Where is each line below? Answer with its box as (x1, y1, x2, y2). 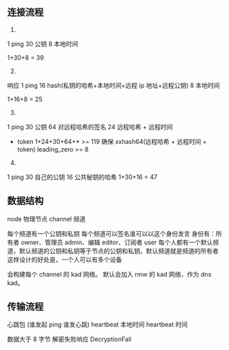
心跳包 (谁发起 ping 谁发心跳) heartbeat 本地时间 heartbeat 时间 (7, 320, 188, 329)
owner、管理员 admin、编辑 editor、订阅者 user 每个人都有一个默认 (20, 238, 213, 246)
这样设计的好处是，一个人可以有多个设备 (7, 255, 122, 264)
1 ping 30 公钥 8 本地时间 (7, 39, 79, 48)
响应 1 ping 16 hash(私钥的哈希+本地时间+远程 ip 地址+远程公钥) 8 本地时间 (7, 81, 220, 89)
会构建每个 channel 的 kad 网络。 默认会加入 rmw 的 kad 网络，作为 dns (7, 270, 212, 278)
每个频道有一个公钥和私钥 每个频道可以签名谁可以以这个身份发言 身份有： (7, 229, 216, 237)
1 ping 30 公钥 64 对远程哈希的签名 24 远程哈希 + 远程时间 (7, 122, 173, 131)
